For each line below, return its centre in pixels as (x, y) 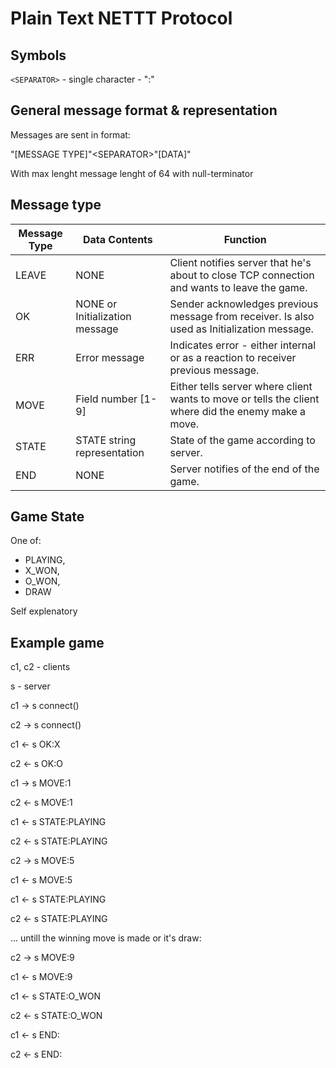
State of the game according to (242, 440)
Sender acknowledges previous (244, 304)
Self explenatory (44, 611)
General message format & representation (144, 110)
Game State (47, 517)
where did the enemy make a (237, 411)
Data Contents (117, 239)
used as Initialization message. (241, 329)
